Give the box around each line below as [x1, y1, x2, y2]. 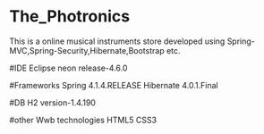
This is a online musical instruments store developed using [9, 36, 226, 46]
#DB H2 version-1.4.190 [9, 96, 97, 108]
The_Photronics [9, 6, 131, 27]
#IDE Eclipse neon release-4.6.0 [9, 63, 128, 73]
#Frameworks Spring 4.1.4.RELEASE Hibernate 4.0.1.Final [9, 80, 218, 90]
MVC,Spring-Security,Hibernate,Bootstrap [9, 45, 165, 55]
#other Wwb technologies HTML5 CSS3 [9, 114, 158, 125]
